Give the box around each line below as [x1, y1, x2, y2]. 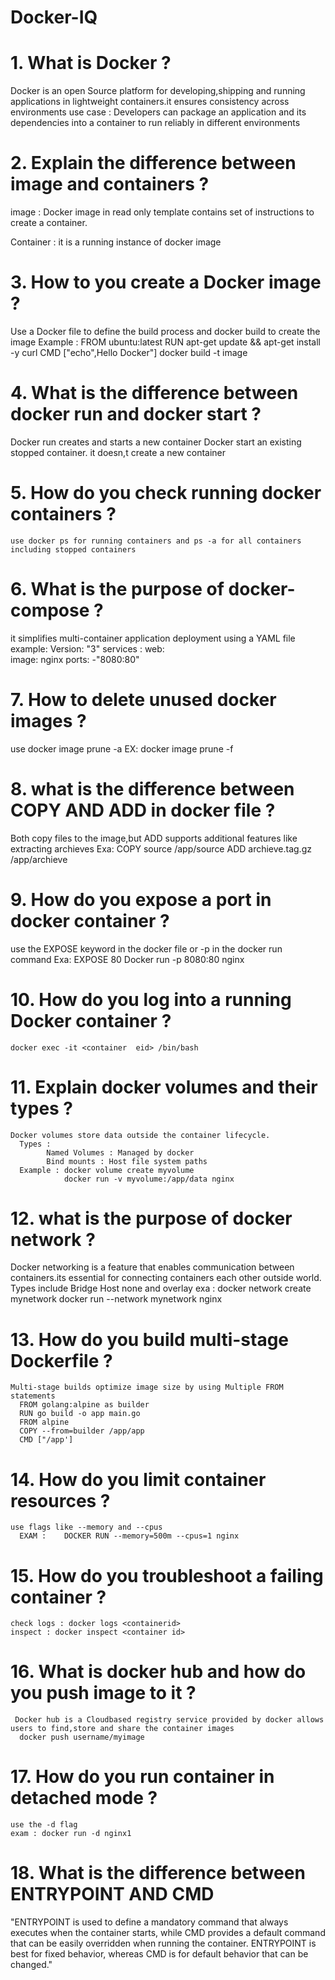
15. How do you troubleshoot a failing [10, 1564, 324, 1587]
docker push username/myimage [19, 1732, 145, 1743]
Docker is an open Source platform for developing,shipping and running [10, 85, 306, 97]
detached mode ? [10, 1787, 158, 1810]
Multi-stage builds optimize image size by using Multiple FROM [10, 1382, 284, 1393]
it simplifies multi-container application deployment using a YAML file [10, 632, 296, 644]
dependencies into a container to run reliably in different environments [10, 117, 301, 129]
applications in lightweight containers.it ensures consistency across [10, 96, 290, 108]
